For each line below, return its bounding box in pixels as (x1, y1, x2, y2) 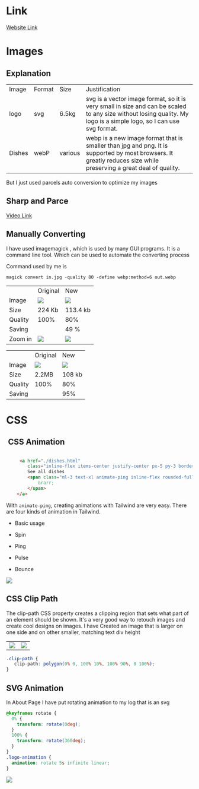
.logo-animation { (6, 754, 52, 761)
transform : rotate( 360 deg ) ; (17, 738, 86, 744)
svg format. (85, 124, 118, 132)
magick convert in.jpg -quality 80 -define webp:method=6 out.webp (6, 274, 176, 280)
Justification (85, 85, 120, 93)
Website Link (6, 24, 38, 31)
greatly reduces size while (85, 156, 159, 164)
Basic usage (14, 519, 45, 527)
